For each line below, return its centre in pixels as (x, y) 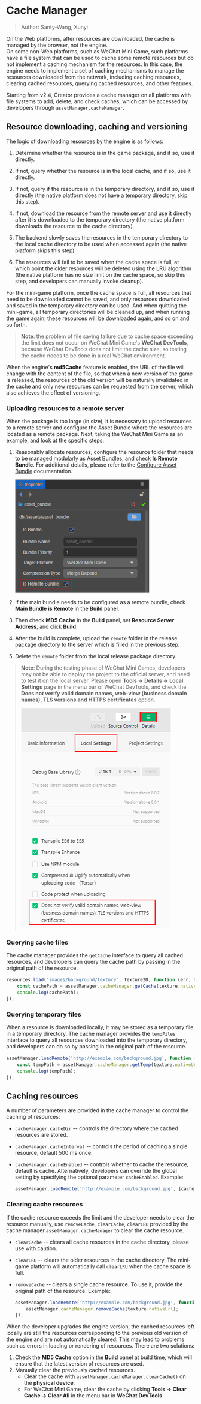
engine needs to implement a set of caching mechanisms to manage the (95, 70)
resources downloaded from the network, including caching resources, (94, 77)
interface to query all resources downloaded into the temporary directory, (97, 1040)
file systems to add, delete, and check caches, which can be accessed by (97, 101)
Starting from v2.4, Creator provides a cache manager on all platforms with (99, 95)
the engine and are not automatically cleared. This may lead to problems (95, 1339)
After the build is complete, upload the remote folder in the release (96, 638)
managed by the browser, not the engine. (57, 45)
